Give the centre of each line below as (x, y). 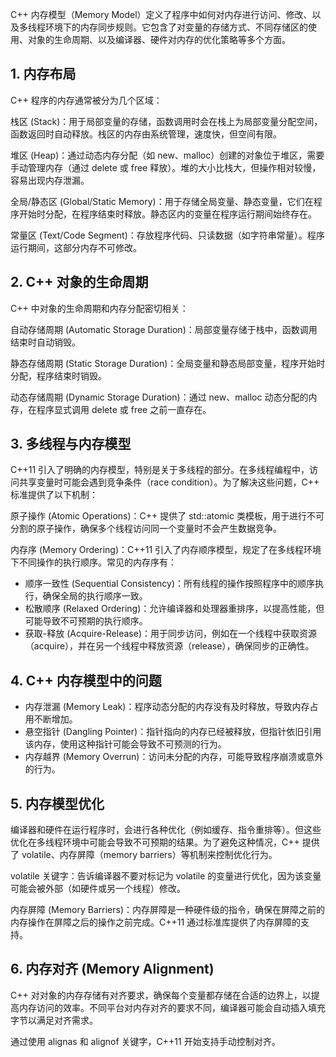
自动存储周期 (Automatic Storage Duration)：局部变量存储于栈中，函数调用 (164, 329)
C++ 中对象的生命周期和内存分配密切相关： (99, 308)
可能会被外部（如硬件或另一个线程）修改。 (98, 889)
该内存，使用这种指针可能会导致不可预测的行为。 (125, 744)
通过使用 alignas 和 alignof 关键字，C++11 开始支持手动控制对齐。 (145, 1041)
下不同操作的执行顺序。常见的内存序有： (93, 562)
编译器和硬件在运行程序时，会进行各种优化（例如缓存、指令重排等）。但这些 (166, 830)
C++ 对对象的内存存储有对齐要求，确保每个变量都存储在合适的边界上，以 (161, 995)
